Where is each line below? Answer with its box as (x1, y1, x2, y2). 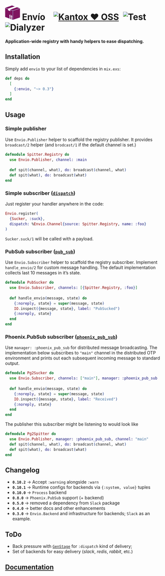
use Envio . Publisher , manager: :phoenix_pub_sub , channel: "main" (9, 437, 149, 442)
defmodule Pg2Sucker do (5, 371, 54, 376)
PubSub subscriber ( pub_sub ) (5, 248, 75, 255)
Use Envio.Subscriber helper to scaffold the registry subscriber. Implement (5, 260, 158, 266)
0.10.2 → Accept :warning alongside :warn (12, 479, 99, 485)
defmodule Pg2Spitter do (5, 432, 56, 437)
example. (12, 516, 31, 522)
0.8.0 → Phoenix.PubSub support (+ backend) (12, 495, 104, 501)
